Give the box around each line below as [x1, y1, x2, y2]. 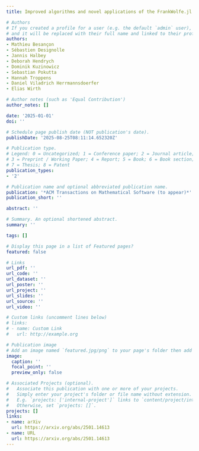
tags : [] [6, 233, 28, 239]
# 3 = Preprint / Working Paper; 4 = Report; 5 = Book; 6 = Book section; [6, 156, 195, 162]
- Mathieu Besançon [6, 42, 54, 48]
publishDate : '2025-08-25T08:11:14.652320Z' [6, 134, 118, 140]
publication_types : [6, 167, 54, 173]
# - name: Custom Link [6, 325, 62, 332]
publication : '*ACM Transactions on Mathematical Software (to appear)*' [6, 189, 192, 195]
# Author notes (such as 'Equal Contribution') [6, 96, 126, 103]
